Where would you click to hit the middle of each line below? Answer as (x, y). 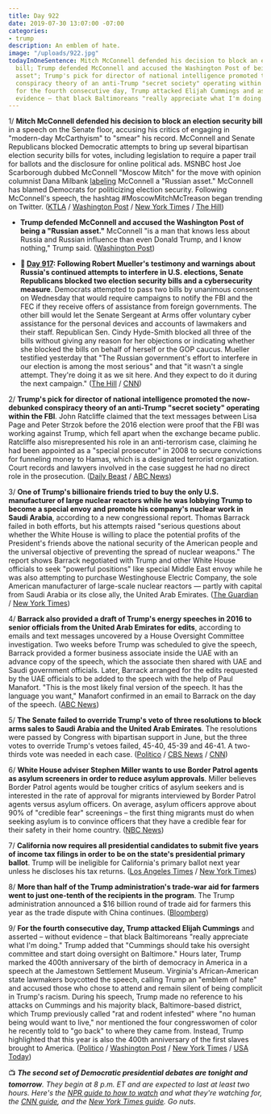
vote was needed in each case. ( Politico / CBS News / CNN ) (129, 754)
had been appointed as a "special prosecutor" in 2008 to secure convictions (135, 451)
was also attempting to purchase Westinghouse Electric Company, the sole (133, 578)
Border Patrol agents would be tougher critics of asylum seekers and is (126, 788)
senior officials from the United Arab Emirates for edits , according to (125, 628)
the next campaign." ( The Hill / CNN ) (81, 384)
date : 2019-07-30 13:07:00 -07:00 (67, 23)
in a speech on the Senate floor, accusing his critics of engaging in (119, 130)
